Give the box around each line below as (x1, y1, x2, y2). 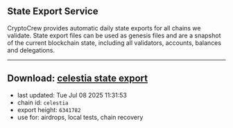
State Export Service (7, 6, 98, 17)
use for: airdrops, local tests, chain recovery (17, 113, 144, 121)
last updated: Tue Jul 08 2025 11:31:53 (17, 91, 127, 99)
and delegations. (7, 46, 55, 54)
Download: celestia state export (7, 73, 148, 84)
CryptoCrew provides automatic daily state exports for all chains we (7, 24, 201, 32)
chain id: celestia (17, 98, 69, 107)
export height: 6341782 (17, 105, 81, 113)
